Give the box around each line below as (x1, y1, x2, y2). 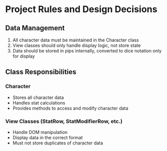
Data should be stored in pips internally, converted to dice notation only (12, 48, 162, 54)
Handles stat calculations (12, 99, 66, 106)
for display (12, 53, 35, 59)
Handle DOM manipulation (12, 129, 68, 135)
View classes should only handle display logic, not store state (12, 42, 141, 48)
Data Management (5, 24, 65, 32)
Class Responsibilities (5, 68, 77, 76)
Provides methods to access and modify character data (12, 105, 129, 111)
